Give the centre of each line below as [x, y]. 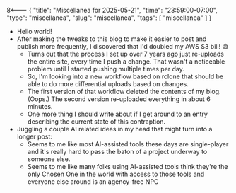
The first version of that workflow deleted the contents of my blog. [124, 92]
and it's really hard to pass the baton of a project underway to [117, 152]
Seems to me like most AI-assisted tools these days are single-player [128, 144]
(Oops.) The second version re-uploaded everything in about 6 [119, 99]
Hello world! [34, 31]
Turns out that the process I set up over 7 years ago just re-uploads [125, 54]
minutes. [40, 106]
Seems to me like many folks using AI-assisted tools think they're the [128, 166]
